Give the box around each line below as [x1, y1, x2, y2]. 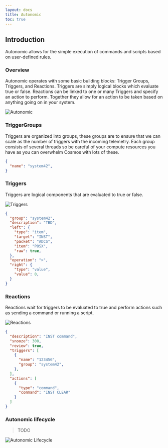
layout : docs [5, 7, 33, 13]
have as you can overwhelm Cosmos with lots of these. [5, 149, 119, 155]
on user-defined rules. [5, 54, 52, 60]
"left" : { [10, 225, 30, 230]
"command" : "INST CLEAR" [18, 390, 71, 395]
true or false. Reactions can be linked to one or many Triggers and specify [5, 88, 158, 95]
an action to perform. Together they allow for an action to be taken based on [5, 94, 163, 100]
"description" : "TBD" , [10, 220, 57, 225]
